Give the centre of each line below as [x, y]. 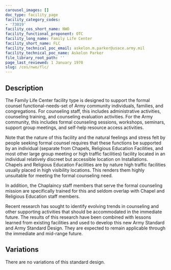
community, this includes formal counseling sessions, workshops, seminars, [85, 122]
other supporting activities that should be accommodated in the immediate [84, 212]
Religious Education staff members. [43, 196]
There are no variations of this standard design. [55, 262]
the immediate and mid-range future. [44, 233]
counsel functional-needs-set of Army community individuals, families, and [84, 106]
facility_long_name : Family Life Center [49, 39]
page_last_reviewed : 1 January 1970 [44, 63]
